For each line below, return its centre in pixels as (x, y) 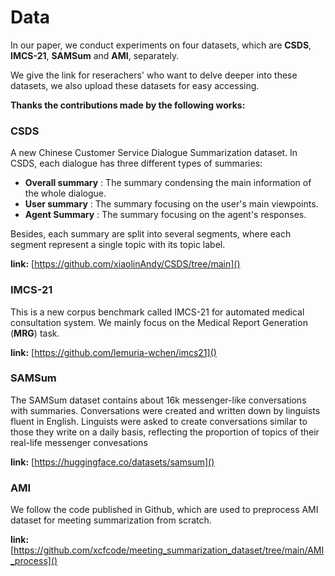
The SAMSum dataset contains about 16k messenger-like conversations (158, 400)
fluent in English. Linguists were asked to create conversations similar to (159, 421)
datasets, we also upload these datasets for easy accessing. (135, 85)
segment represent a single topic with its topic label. (118, 245)
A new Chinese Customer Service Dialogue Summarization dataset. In (154, 153)
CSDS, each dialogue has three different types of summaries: (136, 163)
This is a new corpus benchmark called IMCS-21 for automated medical (157, 312)
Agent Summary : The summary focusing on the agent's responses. (165, 215)
